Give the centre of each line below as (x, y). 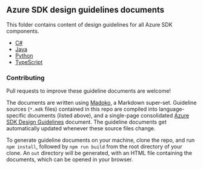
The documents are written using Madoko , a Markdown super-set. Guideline (101, 103)
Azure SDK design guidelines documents (85, 10)
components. (23, 31)
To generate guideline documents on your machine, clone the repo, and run (101, 140)
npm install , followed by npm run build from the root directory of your (95, 147)
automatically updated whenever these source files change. (81, 128)
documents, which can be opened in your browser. (70, 159)
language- (171, 109)
